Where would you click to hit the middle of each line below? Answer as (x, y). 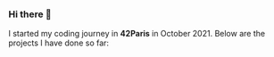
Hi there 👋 (30, 14)
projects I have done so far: (58, 43)
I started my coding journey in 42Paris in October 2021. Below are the (137, 34)
